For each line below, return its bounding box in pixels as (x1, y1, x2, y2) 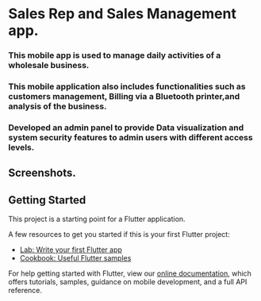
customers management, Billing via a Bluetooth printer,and (8, 91, 240, 102)
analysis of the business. (8, 101, 107, 112)
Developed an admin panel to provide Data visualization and (8, 122, 244, 133)
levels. (8, 142, 35, 153)
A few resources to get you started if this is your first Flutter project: (8, 230, 230, 239)
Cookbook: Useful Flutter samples (19, 253, 132, 263)
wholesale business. (8, 60, 90, 71)
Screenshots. (8, 166, 77, 180)
